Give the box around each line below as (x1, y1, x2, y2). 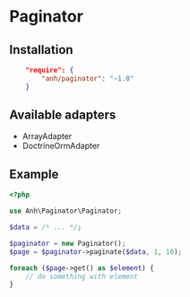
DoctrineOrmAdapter (22, 141, 100, 152)
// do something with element (25, 272, 139, 281)
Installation (9, 42, 73, 57)
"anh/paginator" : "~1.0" (41, 74, 134, 83)
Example (9, 166, 59, 181)
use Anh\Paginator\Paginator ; (9, 206, 123, 216)
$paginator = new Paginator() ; (9, 239, 126, 248)
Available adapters (9, 108, 117, 123)
